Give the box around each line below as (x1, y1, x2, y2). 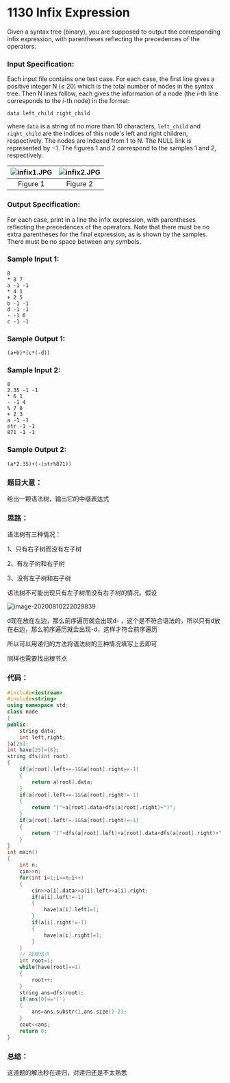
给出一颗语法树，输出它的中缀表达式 (7, 494, 110, 503)
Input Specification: (7, 59, 75, 69)
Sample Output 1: (7, 334, 66, 343)
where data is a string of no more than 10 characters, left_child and (7, 122, 201, 130)
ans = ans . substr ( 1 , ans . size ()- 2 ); (31, 1008, 127, 1016)
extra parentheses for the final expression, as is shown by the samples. (7, 230, 208, 238)
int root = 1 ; (19, 957, 53, 964)
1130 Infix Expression (7, 5, 130, 21)
